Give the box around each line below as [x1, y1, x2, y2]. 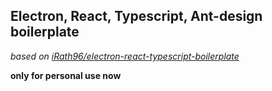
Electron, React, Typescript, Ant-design [10, 8, 263, 25]
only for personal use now [10, 69, 122, 81]
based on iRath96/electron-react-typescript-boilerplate [10, 50, 240, 62]
